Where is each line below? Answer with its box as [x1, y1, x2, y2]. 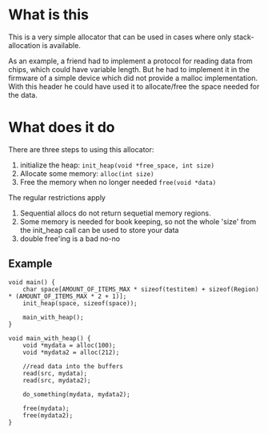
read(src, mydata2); [22, 376, 91, 384]
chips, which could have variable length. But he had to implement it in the [8, 64, 250, 74]
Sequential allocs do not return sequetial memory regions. [19, 208, 211, 218]
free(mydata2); [22, 411, 74, 420]
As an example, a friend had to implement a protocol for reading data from [8, 56, 254, 66]
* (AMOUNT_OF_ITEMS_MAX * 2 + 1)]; [8, 292, 127, 300]
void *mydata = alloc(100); [22, 341, 116, 349]
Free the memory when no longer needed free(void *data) [19, 177, 217, 187]
